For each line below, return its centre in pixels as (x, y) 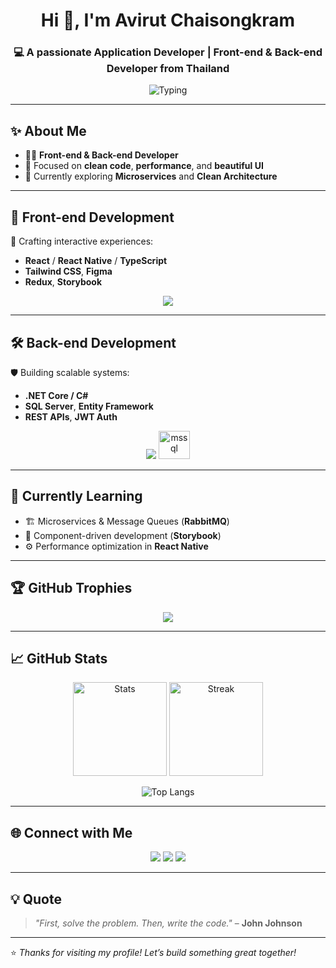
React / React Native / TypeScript (96, 261)
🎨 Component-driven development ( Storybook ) (123, 535)
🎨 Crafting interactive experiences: (82, 241)
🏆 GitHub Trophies (71, 588)
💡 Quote (36, 899)
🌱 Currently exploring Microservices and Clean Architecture (151, 176)
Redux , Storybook (63, 282)
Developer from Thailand (168, 69)
